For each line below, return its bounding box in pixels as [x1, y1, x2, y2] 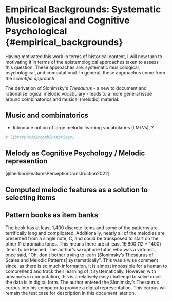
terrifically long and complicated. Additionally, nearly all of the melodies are [5, 230, 165, 236]
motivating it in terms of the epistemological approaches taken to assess [5, 59, 159, 65]
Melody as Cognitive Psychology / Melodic [5, 149, 145, 158]
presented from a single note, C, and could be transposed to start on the [5, 235, 159, 241]
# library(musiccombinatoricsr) [5, 135, 74, 140]
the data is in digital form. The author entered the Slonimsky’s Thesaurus [5, 279, 159, 285]
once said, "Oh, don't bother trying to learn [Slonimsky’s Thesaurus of [5, 252, 154, 258]
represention [5, 157, 48, 165]
